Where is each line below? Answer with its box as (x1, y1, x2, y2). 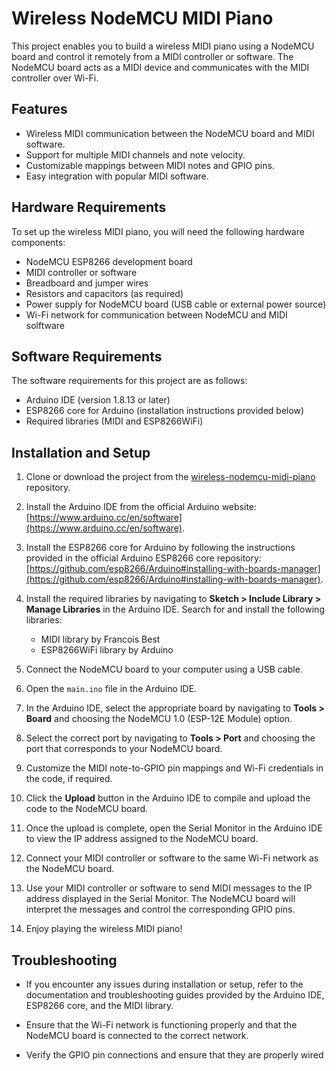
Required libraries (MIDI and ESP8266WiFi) (25, 415, 204, 427)
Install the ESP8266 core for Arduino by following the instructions (25, 542, 296, 554)
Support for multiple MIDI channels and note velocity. (25, 148, 246, 161)
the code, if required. (25, 773, 113, 785)
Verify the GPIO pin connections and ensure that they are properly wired (25, 1049, 324, 1061)
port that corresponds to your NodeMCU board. (25, 743, 223, 755)
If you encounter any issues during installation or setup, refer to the (25, 978, 304, 990)
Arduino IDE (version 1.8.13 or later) (25, 394, 171, 406)
